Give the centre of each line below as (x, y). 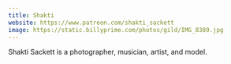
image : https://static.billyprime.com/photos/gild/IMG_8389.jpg (116, 30)
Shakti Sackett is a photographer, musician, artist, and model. (108, 52)
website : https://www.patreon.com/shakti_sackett (91, 23)
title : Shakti (32, 15)
